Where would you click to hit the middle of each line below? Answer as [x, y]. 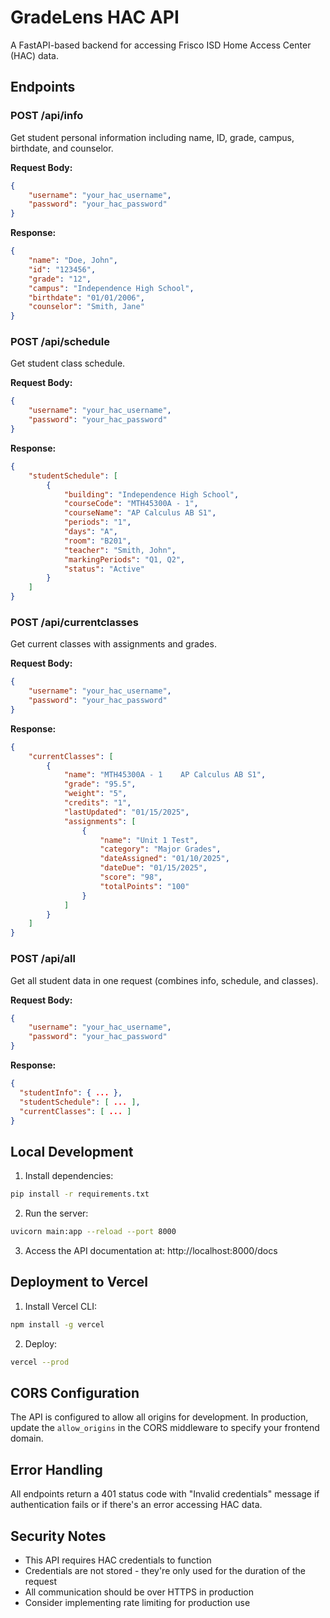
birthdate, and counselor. [62, 148]
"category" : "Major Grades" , [160, 849]
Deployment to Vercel [79, 1282]
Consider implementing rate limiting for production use [137, 1602]
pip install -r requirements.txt [80, 1194]
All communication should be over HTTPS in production [139, 1592]
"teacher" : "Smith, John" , [120, 550]
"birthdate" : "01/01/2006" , [86, 297]
